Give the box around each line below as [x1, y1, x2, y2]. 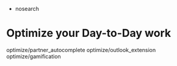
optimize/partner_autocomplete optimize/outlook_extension [6, 46, 156, 53]
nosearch [15, 5, 40, 12]
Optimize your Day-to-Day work [6, 27, 172, 40]
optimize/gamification [6, 53, 61, 60]
